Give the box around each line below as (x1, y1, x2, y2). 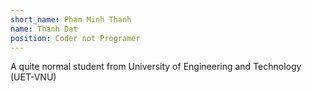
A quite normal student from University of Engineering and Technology (10, 61, 302, 73)
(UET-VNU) (10, 71, 57, 83)
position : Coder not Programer (10, 33, 141, 43)
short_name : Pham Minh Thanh (10, 14, 132, 25)
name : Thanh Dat (10, 24, 78, 34)
